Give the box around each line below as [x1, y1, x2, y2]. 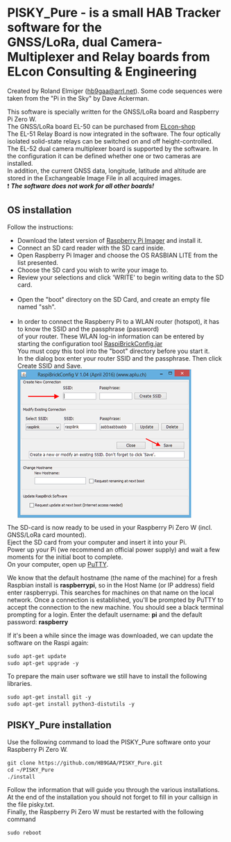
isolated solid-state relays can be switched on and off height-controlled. [7, 137, 214, 145]
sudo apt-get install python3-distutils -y [7, 701, 135, 707]
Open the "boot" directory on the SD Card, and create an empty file [17, 295, 210, 303]
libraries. [7, 679, 33, 687]
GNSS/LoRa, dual [7, 35, 108, 50]
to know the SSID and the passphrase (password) [17, 325, 160, 333]
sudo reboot [7, 829, 42, 836]
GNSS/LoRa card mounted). [7, 531, 87, 539]
